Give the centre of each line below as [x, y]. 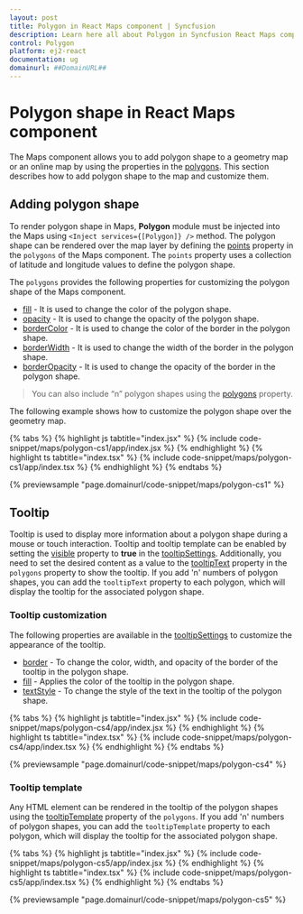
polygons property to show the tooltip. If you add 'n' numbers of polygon [143, 573]
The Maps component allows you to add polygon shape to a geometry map [149, 157]
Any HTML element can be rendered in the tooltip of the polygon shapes [144, 808]
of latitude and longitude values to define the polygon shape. [123, 264]
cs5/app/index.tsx [43, 882]
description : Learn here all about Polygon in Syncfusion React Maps [143, 34]
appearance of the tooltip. [58, 644]
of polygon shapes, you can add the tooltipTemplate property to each [140, 826]
